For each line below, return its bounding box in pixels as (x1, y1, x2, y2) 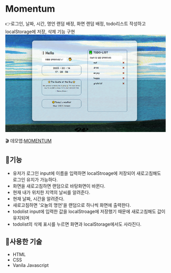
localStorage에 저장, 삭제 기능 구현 (5, 29, 75, 35)
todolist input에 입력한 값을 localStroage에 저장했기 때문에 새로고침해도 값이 (12, 208, 166, 214)
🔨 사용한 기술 (5, 237, 42, 246)
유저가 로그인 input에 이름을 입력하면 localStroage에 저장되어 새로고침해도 (12, 170, 161, 176)
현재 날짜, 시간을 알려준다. (12, 196, 65, 202)
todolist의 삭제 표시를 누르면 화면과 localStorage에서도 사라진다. (12, 221, 141, 227)
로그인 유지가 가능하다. (12, 176, 58, 182)
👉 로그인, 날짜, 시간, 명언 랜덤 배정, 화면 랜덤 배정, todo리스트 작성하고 (5, 20, 146, 26)
